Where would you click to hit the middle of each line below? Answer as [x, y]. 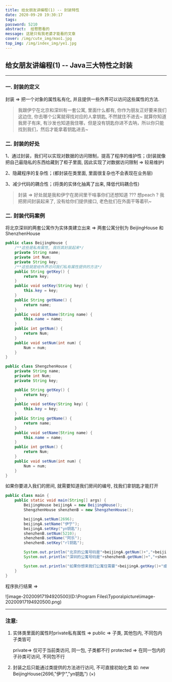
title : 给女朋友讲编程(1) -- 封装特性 [42, 10]
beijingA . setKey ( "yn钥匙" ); [53, 529]
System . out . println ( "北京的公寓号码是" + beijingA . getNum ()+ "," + [89, 552]
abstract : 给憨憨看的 [28, 29]
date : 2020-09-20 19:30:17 [34, 15]
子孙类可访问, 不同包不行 [39, 656]
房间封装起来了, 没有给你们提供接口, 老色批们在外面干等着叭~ [87, 201]
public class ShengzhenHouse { [39, 366]
